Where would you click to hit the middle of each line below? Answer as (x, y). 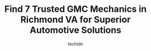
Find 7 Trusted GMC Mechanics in (75, 9)
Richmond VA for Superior (75, 20)
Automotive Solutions (75, 30)
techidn (75, 44)
